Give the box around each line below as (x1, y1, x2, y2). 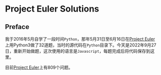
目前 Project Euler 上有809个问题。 (5, 64, 73, 70)
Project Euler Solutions (5, 3, 100, 15)
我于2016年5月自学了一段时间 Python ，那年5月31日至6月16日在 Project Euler (5, 36, 155, 42)
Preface (5, 23, 30, 31)
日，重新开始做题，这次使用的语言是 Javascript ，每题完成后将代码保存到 (5, 48, 151, 54)
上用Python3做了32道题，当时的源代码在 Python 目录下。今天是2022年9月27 (5, 42, 157, 48)
